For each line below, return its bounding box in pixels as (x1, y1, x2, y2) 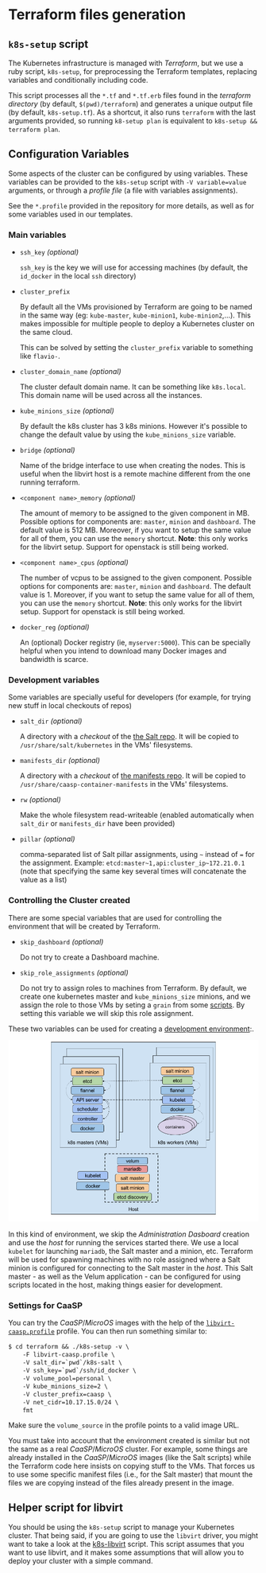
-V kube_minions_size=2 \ (22, 1382, 109, 1390)
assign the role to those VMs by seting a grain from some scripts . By (19, 1000, 245, 1010)
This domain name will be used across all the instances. (19, 391, 202, 400)
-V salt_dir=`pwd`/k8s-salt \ (22, 1358, 123, 1366)
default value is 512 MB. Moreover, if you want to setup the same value (19, 525, 252, 535)
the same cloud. (19, 328, 73, 337)
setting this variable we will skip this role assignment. (19, 1008, 195, 1018)
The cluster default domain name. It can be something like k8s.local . (19, 382, 246, 391)
